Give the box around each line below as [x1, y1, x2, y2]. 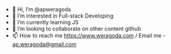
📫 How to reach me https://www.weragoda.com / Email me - [12, 32, 166, 39]
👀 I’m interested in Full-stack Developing [12, 12, 114, 19]
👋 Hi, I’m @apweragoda [12, 6, 71, 13]
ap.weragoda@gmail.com [12, 41, 77, 48]
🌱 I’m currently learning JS [12, 19, 79, 25]
